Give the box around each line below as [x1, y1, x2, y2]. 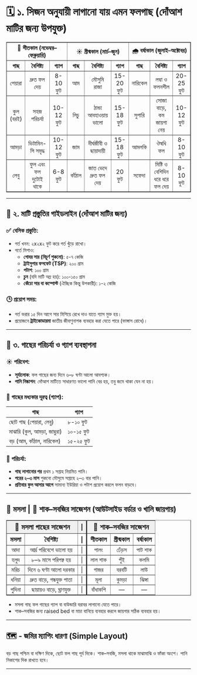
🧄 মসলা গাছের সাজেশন [14, 522, 70, 532]
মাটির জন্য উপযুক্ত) [6, 22, 67, 35]
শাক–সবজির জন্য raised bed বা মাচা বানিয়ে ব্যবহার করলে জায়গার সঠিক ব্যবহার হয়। [14, 607, 161, 615]
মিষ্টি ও [155, 160, 168, 168]
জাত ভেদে [88, 163, 107, 172]
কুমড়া [116, 576, 127, 584]
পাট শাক [136, 546, 152, 554]
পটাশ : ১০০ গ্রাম [23, 266, 49, 273]
